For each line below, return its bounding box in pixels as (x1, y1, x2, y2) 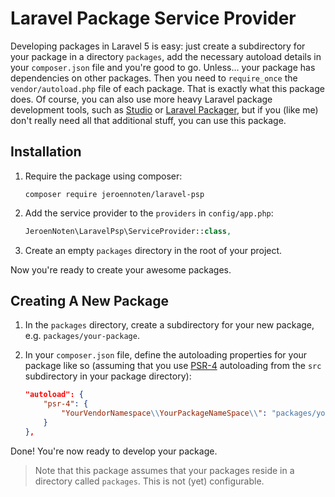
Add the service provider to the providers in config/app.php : (24, 207, 274, 219)
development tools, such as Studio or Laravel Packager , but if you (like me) (10, 103, 319, 116)
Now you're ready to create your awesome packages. (10, 263, 232, 276)
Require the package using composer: (24, 170, 183, 182)
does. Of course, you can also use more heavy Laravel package (10, 93, 273, 105)
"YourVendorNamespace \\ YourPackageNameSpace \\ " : (61, 408, 268, 419)
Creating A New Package (10, 293, 169, 310)
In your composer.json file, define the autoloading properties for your (24, 349, 308, 361)
